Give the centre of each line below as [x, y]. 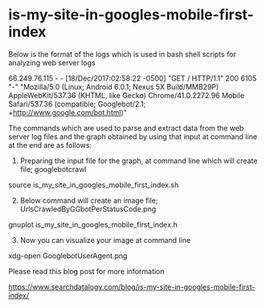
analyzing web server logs [52, 63]
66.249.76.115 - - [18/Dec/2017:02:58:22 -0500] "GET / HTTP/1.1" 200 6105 [133, 78]
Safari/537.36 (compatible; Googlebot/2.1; [77, 104]
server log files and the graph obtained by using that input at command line [133, 136]
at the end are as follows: [50, 145]
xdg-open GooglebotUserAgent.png [68, 256]
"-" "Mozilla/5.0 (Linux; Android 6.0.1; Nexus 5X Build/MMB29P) [114, 87]
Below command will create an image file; [89, 200]
